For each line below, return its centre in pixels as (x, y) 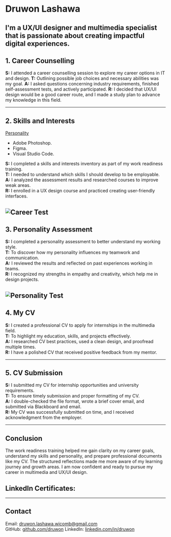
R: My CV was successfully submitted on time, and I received (69, 412)
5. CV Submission (34, 373)
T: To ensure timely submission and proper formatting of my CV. (73, 396)
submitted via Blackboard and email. (43, 407)
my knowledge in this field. (34, 100)
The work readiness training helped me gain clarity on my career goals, (80, 450)
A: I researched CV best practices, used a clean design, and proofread (79, 341)
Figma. (20, 149)
